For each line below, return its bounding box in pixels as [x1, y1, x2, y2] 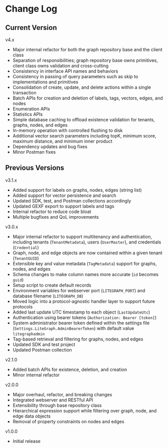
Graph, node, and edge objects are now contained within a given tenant [12, 250, 162, 256]
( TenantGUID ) [12, 255, 39, 261]
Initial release [12, 438, 41, 444]
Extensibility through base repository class [12, 402, 102, 408]
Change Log [5, 3, 57, 15]
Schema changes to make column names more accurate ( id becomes [12, 271, 159, 277]
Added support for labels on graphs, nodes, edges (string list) [12, 187, 142, 193]
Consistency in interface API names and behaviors [12, 68, 118, 74]
